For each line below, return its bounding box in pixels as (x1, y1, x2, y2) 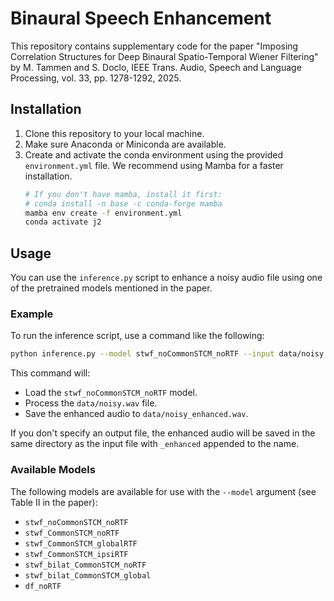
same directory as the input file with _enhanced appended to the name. (10, 438, 300, 450)
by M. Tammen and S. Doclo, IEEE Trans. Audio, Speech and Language (10, 61, 302, 73)
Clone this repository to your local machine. (24, 127, 205, 139)
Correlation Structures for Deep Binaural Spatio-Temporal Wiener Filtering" (10, 50, 319, 62)
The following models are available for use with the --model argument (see (10, 485, 317, 497)
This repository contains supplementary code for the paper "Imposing (10, 40, 299, 52)
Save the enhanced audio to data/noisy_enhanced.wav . (24, 408, 249, 420)
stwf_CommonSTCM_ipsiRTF (24, 549, 129, 559)
